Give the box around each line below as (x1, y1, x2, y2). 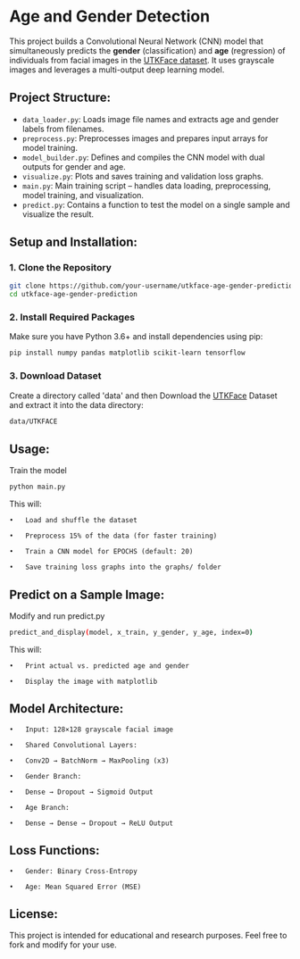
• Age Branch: (9, 803, 70, 812)
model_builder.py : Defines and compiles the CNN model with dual (21, 152, 265, 163)
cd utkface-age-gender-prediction (9, 290, 138, 299)
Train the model (9, 465, 67, 476)
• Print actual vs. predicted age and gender (9, 661, 190, 671)
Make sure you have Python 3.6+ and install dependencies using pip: (9, 331, 263, 342)
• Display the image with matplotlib (9, 677, 158, 686)
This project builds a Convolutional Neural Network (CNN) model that (9, 36, 263, 46)
